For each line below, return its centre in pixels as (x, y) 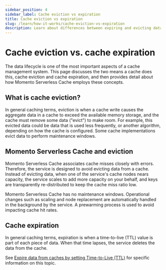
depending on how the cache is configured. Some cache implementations (80, 131)
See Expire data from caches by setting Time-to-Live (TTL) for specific (77, 258)
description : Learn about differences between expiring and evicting (78, 28)
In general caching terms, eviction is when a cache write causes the (74, 109)
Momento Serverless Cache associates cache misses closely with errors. (80, 163)
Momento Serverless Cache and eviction (69, 152)
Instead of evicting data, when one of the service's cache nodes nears (77, 174)
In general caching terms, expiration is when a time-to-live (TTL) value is (79, 237)
